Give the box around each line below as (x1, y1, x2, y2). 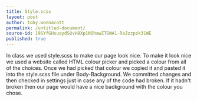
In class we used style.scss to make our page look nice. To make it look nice (6, 52, 192, 59)
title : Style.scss (6, 8, 51, 15)
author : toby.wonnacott (6, 19, 65, 25)
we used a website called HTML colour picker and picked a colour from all (6, 58, 187, 65)
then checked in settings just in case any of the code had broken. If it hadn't (6, 77, 191, 84)
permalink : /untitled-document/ (6, 25, 86, 31)
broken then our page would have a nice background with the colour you (6, 83, 183, 90)
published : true (6, 36, 46, 42)
